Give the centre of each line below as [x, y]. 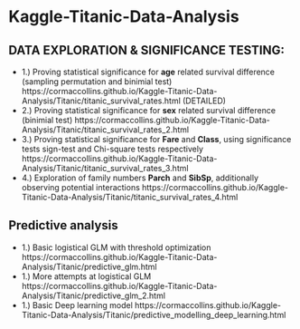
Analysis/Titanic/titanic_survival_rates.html [101, 101]
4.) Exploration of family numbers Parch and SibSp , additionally [140, 178]
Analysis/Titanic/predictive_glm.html [89, 266]
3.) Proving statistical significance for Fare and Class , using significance [156, 139]
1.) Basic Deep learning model [77, 305]
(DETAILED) [205, 101]
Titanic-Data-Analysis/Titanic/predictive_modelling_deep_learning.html [154, 314]
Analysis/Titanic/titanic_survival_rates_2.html [105, 130]
